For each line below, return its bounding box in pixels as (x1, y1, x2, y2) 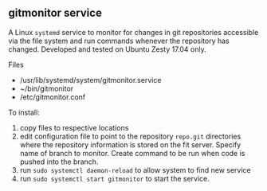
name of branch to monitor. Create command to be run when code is (19, 148, 245, 158)
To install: (8, 107, 40, 117)
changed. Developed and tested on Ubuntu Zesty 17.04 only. (8, 44, 206, 54)
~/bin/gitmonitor (19, 84, 74, 93)
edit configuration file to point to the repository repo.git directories (19, 131, 241, 141)
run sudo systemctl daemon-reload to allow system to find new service (19, 165, 251, 174)
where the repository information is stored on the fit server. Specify (19, 139, 241, 150)
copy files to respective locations (19, 123, 129, 132)
